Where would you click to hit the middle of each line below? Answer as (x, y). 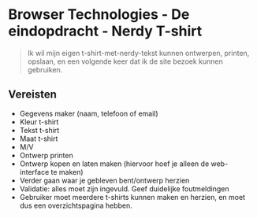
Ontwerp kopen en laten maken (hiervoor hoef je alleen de (114, 164)
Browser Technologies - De (99, 15)
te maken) (67, 172)
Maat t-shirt (39, 139)
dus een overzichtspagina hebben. (76, 205)
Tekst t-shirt (39, 130)
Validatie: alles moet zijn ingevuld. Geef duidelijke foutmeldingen (124, 188)
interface (34, 172)
